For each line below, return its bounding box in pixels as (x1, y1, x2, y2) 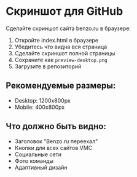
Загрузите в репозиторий (14, 63, 82, 70)
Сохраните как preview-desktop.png (14, 56, 108, 63)
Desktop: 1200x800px (14, 96, 71, 104)
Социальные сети (14, 151, 62, 158)
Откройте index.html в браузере (14, 36, 99, 44)
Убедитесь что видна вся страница (14, 43, 108, 50)
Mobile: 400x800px (14, 103, 65, 111)
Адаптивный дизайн (14, 163, 68, 171)
